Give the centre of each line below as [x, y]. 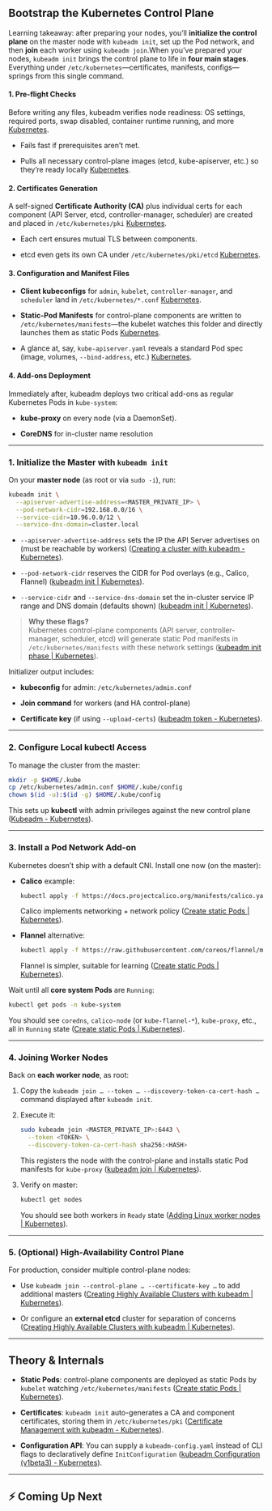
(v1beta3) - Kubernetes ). [61, 1463]
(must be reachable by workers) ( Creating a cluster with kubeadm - [132, 549]
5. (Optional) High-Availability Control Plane [96, 1252]
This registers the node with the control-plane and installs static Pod [134, 1160]
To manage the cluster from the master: [74, 765]
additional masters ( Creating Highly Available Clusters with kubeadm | [136, 1294]
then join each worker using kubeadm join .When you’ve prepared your [125, 50]
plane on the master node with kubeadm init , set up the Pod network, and [132, 41]
